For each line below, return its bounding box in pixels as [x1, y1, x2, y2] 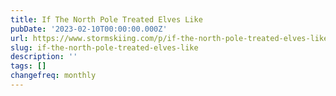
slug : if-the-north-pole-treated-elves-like [10, 42, 199, 53]
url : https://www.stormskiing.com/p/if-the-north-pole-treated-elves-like [10, 33, 329, 43]
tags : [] [10, 61, 47, 71]
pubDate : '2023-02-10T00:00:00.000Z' [10, 24, 168, 34]
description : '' [10, 52, 78, 62]
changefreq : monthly [10, 71, 97, 81]
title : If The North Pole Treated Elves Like [10, 14, 203, 25]
